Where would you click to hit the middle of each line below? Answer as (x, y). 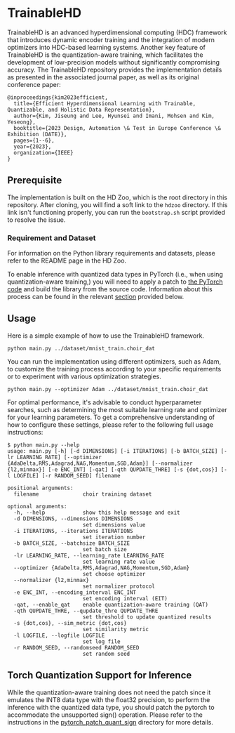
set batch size (105, 549)
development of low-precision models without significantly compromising (113, 62)
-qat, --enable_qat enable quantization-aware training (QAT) (111, 605)
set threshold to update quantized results (147, 617)
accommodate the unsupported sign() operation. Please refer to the (105, 715)
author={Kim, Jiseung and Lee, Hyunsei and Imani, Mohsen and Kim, (114, 116)
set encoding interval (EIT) (125, 598)
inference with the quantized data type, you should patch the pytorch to (111, 707)
